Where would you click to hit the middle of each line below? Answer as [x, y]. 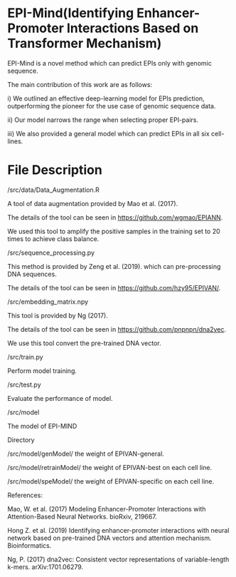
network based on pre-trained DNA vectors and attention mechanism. [109, 538]
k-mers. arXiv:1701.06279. [45, 567]
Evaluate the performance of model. [60, 398]
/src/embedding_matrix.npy [48, 302]
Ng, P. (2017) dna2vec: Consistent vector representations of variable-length [118, 559]
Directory [21, 439]
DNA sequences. [32, 274]
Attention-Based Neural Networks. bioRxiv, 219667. [82, 516]
